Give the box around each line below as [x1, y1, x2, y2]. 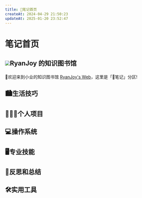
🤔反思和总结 [5, 168, 41, 176]
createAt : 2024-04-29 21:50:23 [5, 12, 68, 16]
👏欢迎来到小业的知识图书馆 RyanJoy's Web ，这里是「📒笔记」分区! [5, 74, 138, 80]
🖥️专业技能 [5, 148, 35, 156]
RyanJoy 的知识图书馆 [10, 59, 77, 67]
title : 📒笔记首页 [5, 7, 37, 12]
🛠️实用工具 [5, 186, 37, 194]
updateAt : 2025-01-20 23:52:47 [5, 16, 68, 21]
